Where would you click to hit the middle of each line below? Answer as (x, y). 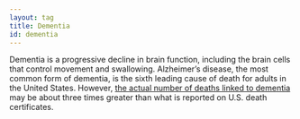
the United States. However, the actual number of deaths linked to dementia (150, 88)
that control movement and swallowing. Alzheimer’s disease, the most (139, 69)
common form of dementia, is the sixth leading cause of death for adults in (148, 79)
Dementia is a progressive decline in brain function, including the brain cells (150, 60)
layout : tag (32, 17)
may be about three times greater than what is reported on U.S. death (138, 98)
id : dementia (34, 34)
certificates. (32, 107)
